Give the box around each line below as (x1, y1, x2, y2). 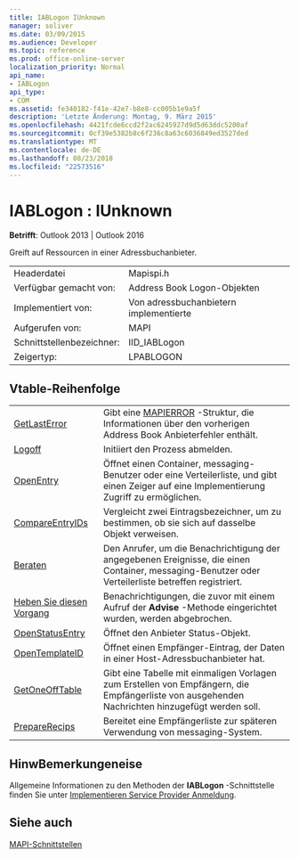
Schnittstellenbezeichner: (13, 336, 120, 348)
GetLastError (13, 418, 68, 430)
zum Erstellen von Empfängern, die (103, 678, 249, 690)
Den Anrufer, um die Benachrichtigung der (103, 543, 280, 555)
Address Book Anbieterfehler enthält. (103, 429, 258, 441)
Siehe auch (9, 815, 73, 830)
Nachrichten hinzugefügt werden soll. (103, 700, 261, 713)
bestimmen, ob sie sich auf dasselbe (103, 517, 256, 529)
